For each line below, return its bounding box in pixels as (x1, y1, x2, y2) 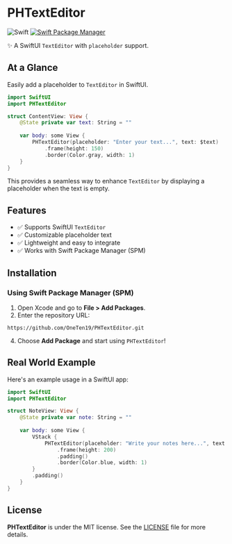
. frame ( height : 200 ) (56, 446, 117, 453)
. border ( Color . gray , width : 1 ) (44, 151, 135, 158)
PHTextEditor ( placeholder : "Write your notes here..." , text (44, 440, 226, 447)
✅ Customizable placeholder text (17, 231, 113, 239)
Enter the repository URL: (17, 311, 90, 319)
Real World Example (7, 356, 96, 369)
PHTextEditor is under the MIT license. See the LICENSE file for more (7, 522, 206, 531)
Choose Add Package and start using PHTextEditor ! (17, 336, 166, 345)
